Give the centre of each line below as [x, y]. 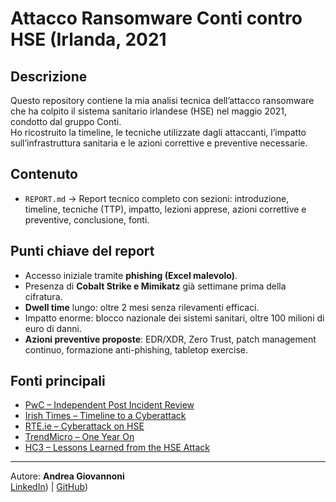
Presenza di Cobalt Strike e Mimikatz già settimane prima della [155, 286]
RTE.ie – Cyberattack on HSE [84, 426]
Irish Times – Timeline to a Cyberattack [105, 416]
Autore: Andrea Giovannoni [67, 476]
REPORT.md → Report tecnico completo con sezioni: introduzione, [157, 198]
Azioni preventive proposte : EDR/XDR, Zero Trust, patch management [170, 339]
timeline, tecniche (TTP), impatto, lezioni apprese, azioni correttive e [165, 209]
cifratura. [43, 296]
